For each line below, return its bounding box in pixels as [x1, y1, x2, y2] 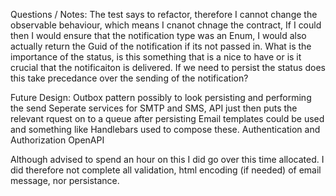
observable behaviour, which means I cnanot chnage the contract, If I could [10, 19, 322, 31]
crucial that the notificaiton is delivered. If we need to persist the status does [10, 62, 327, 73]
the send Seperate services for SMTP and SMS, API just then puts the [10, 102, 298, 114]
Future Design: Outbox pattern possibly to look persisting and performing [10, 92, 312, 103]
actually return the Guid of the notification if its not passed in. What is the [10, 40, 312, 52]
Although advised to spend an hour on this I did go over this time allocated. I [10, 154, 325, 165]
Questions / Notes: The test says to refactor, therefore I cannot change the [10, 9, 318, 20]
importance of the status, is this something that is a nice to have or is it [10, 51, 302, 63]
